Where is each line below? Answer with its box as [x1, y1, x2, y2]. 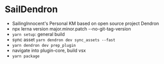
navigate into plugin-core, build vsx [12, 47, 86, 53]
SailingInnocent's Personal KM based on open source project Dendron [12, 20, 159, 26]
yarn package [12, 53, 40, 59]
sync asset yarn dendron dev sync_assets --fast [12, 37, 116, 43]
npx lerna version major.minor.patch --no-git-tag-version [12, 25, 131, 31]
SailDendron [5, 4, 58, 15]
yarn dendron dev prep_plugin [12, 43, 76, 48]
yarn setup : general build [12, 31, 65, 37]
